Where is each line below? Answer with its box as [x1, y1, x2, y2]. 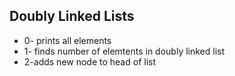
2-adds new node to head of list [23, 55, 157, 68]
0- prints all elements [23, 34, 112, 46]
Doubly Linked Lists [9, 8, 135, 25]
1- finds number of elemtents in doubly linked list [23, 45, 226, 57]
